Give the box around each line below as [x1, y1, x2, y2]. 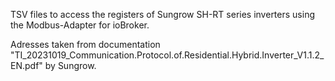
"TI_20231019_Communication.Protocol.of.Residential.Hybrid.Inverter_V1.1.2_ [10, 49, 325, 61]
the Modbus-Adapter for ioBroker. [10, 19, 150, 31]
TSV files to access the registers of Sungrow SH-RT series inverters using [10, 9, 315, 20]
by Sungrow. [44, 60, 97, 71]
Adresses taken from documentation [10, 39, 161, 50]
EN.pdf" [10, 60, 43, 71]
